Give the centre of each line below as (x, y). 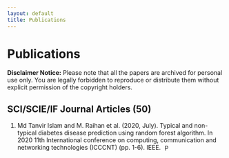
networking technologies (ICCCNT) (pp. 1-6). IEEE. (89, 148)
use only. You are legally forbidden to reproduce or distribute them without (113, 80)
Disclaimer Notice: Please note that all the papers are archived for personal (115, 73)
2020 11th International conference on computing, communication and (117, 140)
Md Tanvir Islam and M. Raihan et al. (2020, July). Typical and (105, 126)
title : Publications (37, 20)
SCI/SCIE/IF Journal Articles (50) (79, 109)
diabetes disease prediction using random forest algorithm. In (125, 133)
